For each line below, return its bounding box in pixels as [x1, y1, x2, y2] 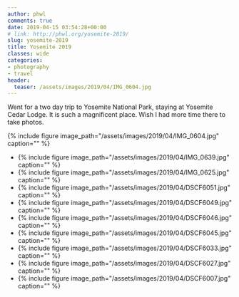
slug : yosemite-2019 [7, 37, 69, 44]
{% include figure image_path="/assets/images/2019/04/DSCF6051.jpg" [17, 183, 230, 192]
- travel [7, 70, 34, 77]
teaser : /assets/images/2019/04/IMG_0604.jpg [14, 83, 152, 90]
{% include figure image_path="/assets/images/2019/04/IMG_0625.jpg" [17, 168, 230, 177]
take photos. [7, 118, 44, 127]
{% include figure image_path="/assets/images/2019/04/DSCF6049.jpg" [17, 199, 233, 207]
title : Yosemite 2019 [7, 43, 72, 51]
